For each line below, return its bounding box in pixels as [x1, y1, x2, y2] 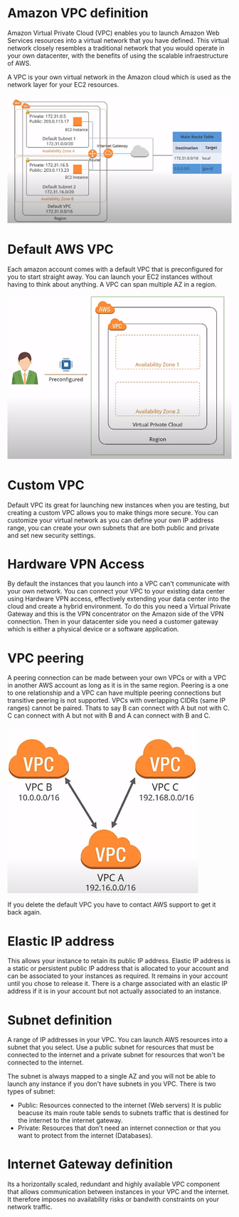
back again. [7, 908, 42, 917]
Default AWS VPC [7, 241, 114, 258]
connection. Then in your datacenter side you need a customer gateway [7, 617, 219, 626]
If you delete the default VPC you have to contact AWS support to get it [7, 900, 216, 909]
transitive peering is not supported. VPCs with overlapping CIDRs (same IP [7, 696, 226, 705]
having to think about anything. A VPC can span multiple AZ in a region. [7, 280, 217, 288]
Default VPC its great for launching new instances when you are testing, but [7, 501, 230, 509]
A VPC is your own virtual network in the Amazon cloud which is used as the [7, 73, 231, 81]
